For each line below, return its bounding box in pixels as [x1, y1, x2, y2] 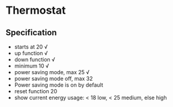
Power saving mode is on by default [14, 81, 103, 88]
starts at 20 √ [14, 43, 48, 50]
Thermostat [5, 4, 66, 17]
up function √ [14, 50, 48, 57]
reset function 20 [14, 88, 58, 94]
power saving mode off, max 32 [14, 75, 93, 82]
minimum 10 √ [14, 62, 49, 69]
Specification [5, 27, 57, 38]
